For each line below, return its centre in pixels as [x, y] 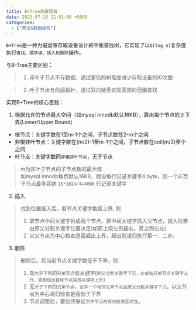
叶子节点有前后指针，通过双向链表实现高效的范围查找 [93, 90]
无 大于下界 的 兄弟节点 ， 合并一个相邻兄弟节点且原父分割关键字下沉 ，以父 [106, 287]
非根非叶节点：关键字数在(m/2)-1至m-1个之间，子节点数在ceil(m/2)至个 [100, 142]
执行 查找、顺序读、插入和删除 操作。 [45, 53]
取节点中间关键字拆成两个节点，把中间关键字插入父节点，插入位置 [109, 221]
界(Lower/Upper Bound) [43, 122]
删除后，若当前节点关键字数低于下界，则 [69, 261]
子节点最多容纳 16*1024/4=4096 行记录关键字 [73, 184]
